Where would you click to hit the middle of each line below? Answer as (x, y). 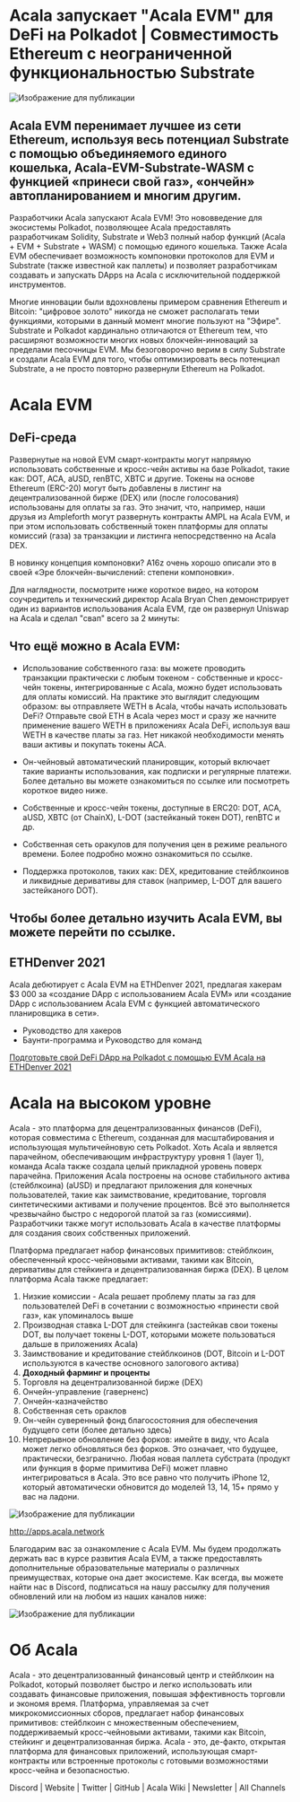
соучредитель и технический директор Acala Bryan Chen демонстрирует (149, 599)
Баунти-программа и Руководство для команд (112, 1040)
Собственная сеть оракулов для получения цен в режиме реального (155, 844)
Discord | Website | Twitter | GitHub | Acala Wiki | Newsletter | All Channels (148, 1788)
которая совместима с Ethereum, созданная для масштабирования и (142, 1137)
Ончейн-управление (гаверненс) (86, 1391)
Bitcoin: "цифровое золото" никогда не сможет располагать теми (134, 311)
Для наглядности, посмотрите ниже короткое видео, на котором (134, 590)
